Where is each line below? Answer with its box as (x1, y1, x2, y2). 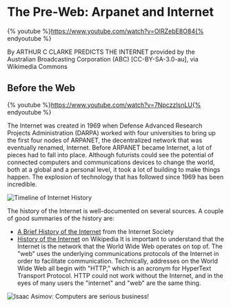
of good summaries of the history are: (7, 214, 115, 222)
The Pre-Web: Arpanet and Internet (7, 4, 214, 20)
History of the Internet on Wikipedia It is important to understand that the (17, 235, 224, 243)
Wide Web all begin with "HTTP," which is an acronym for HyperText (17, 264, 212, 273)
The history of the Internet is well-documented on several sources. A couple (7, 206, 224, 215)
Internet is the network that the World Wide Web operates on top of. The (17, 242, 223, 250)
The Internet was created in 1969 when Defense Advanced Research (7, 121, 203, 130)
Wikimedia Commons (7, 62, 68, 70)
